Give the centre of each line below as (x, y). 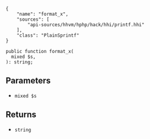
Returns (21, 115)
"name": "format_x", (43, 14)
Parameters (28, 81)
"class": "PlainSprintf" (48, 35)
